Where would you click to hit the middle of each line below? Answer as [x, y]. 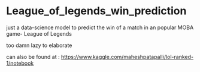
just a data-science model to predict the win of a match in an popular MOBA [100, 27]
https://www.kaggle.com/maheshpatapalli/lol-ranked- [127, 57]
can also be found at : [33, 57]
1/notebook [20, 63]
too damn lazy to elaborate [39, 45]
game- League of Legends [39, 33]
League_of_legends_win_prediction [96, 11]
